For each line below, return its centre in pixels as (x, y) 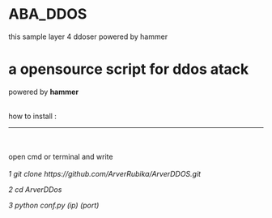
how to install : (32, 116)
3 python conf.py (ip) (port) (54, 205)
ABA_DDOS (48, 14)
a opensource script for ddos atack (129, 69)
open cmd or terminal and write (61, 156)
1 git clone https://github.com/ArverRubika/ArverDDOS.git (104, 173)
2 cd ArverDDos (35, 189)
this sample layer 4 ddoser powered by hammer (88, 36)
